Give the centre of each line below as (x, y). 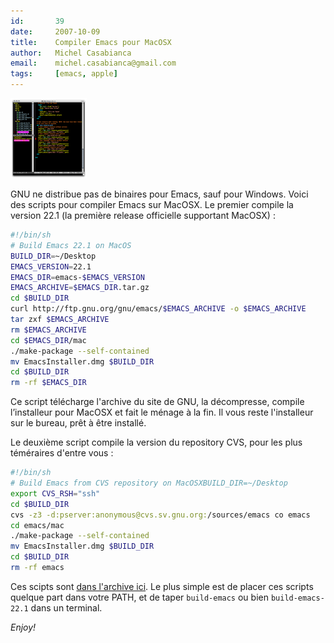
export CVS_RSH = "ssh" (55, 493)
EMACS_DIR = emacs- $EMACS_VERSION (77, 277)
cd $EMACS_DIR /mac (48, 340)
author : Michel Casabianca (71, 53)
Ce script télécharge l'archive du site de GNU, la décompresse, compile (157, 402)
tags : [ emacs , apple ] (64, 74)
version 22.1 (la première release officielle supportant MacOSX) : (143, 215)
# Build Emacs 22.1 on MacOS (71, 245)
